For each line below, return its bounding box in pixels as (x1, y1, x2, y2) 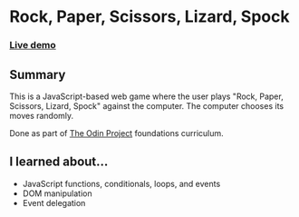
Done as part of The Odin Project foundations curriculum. (9, 127, 224, 138)
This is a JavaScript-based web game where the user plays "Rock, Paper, (9, 91, 284, 102)
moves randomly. (9, 110, 74, 121)
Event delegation (22, 197, 86, 208)
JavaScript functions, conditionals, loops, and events (22, 178, 221, 189)
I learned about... (9, 154, 109, 170)
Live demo (9, 39, 56, 52)
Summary (9, 66, 66, 83)
